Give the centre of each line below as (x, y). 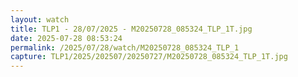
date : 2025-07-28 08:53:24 (66, 38)
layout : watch (40, 19)
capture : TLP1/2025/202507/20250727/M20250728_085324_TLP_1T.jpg (149, 57)
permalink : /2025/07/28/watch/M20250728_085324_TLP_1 (125, 47)
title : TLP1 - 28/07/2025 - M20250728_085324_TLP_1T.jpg (131, 29)
